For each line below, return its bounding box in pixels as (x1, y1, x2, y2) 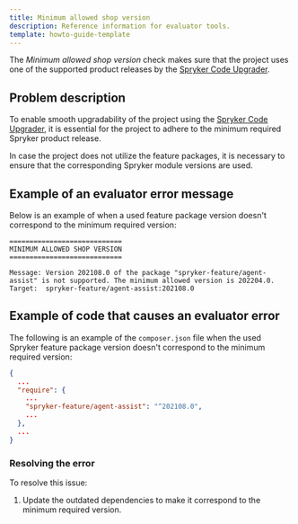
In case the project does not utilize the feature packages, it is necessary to (9, 150, 285, 162)
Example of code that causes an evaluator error (9, 308, 280, 324)
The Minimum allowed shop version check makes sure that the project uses (9, 55, 289, 66)
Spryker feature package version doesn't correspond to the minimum (9, 342, 266, 352)
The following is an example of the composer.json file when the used (9, 332, 262, 342)
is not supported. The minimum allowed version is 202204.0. (41, 276, 276, 285)
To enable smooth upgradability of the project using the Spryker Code (9, 114, 268, 125)
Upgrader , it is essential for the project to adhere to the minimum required (9, 123, 282, 135)
